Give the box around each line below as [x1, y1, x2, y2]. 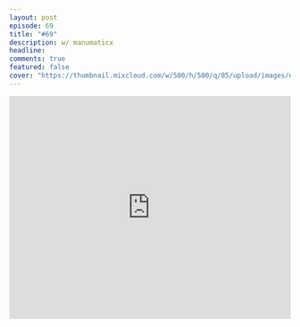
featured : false [9, 63, 70, 72]
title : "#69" [9, 29, 58, 38]
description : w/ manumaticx [9, 37, 114, 47]
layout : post [9, 12, 58, 22]
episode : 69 [9, 21, 54, 30]
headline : [9, 46, 46, 55]
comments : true [9, 54, 66, 63]
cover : [9, 71, 34, 80]
